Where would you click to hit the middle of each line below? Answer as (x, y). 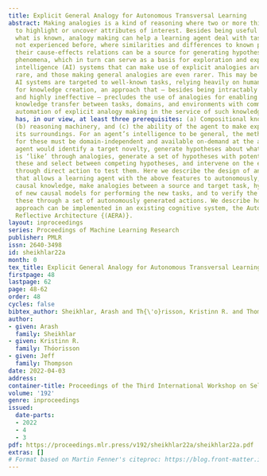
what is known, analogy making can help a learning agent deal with (131, 38)
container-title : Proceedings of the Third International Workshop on (128, 386)
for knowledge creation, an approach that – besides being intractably (137, 90)
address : (23, 378)
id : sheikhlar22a (37, 252)
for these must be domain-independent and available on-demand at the (135, 141)
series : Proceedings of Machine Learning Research (94, 230)
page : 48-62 (28, 290)
